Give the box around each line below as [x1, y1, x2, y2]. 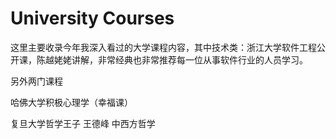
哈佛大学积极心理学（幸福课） [10, 96, 133, 108]
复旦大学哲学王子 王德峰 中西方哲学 [10, 117, 156, 129]
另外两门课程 [10, 75, 63, 87]
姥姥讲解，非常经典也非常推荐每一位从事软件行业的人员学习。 [53, 53, 308, 66]
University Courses [10, 7, 175, 30]
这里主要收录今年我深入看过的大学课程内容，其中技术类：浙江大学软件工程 [10, 41, 317, 53]
